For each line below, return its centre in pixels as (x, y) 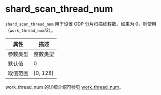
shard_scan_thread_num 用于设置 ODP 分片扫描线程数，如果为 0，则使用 (81, 24)
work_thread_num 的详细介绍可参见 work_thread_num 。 (65, 87)
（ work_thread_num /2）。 (30, 30)
